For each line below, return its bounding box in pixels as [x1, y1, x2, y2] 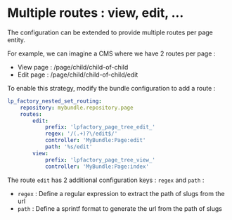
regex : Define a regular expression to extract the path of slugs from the [17, 189, 225, 198]
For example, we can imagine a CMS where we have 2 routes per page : [7, 49, 216, 58]
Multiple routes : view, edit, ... [7, 5, 184, 21]
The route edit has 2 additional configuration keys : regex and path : [7, 176, 205, 184]
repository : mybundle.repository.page [20, 104, 134, 111]
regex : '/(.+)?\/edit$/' [44, 130, 118, 138]
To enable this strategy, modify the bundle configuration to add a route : [7, 84, 216, 92]
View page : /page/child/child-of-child [17, 63, 129, 71]
